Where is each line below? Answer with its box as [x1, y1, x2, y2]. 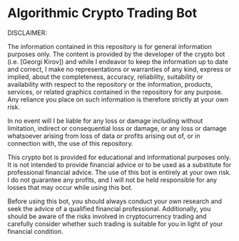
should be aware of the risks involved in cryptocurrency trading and [7, 212, 207, 220]
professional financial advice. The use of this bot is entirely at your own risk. [7, 168, 232, 176]
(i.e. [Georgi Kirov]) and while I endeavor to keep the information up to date [7, 57, 228, 65]
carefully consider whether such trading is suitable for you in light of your [7, 219, 223, 228]
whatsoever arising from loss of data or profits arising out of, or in [7, 132, 201, 140]
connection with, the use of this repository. [7, 139, 133, 147]
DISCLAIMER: [7, 28, 48, 37]
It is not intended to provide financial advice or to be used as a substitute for [7, 160, 232, 168]
